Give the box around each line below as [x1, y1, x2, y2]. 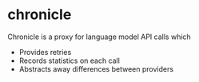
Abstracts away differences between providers [18, 64, 173, 73]
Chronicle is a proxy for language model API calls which [7, 32, 191, 41]
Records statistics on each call [18, 56, 121, 65]
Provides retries [18, 47, 72, 57]
